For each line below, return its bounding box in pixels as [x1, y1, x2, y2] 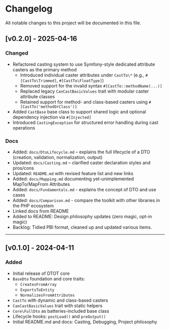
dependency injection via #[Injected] [12, 114, 92, 120]
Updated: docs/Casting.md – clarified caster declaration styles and [12, 159, 151, 166]
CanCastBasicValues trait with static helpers [12, 302, 103, 309]
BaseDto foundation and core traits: [12, 275, 85, 281]
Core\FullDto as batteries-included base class [12, 308, 110, 314]
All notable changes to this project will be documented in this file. [5, 20, 142, 26]
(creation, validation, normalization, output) [12, 154, 103, 160]
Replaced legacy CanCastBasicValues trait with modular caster [20, 88, 149, 94]
